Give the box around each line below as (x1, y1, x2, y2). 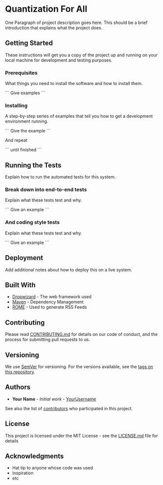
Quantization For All (5, 3, 87, 15)
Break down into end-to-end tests (5, 186, 87, 193)
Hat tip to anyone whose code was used (12, 465, 93, 471)
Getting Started (5, 39, 53, 47)
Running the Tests (5, 161, 62, 169)
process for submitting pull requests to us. (5, 336, 90, 343)
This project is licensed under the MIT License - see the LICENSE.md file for (5, 433, 158, 439)
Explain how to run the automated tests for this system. (5, 174, 116, 180)
